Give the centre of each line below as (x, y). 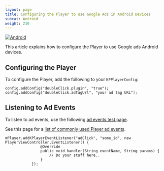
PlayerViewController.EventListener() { (47, 142)
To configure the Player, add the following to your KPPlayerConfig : (72, 80)
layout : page (18, 10)
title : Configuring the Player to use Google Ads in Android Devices (78, 14)
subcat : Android (22, 19)
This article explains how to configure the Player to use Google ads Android (82, 47)
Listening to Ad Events (40, 108)
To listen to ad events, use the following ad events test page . (66, 119)
